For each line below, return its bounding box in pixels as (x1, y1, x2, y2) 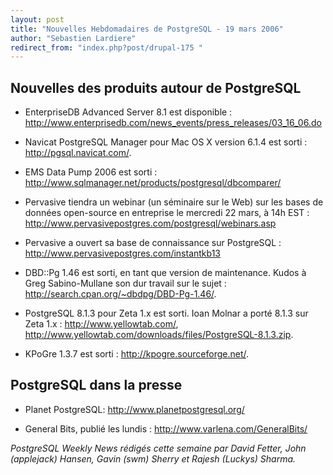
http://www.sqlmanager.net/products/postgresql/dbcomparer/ (24, 177, 282, 189)
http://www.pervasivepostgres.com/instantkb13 (24, 247, 221, 260)
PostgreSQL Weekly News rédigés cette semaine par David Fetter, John (10, 442, 307, 454)
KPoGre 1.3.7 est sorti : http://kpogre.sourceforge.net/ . (24, 348, 250, 360)
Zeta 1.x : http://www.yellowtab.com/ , (24, 318, 179, 330)
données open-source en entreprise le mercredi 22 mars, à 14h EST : (24, 207, 310, 219)
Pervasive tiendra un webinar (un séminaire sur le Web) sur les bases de (24, 196, 324, 208)
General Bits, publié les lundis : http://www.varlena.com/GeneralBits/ (24, 422, 308, 435)
